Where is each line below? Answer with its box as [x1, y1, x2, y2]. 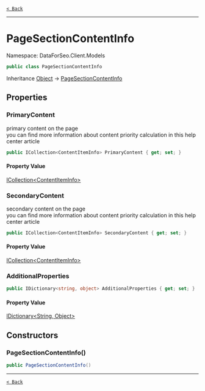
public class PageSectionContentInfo [6, 63, 103, 70]
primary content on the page [6, 124, 78, 132]
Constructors [6, 330, 59, 340]
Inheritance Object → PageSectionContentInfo [6, 74, 123, 82]
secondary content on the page [6, 205, 85, 212]
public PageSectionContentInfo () [6, 362, 92, 368]
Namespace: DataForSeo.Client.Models [6, 52, 106, 59]
